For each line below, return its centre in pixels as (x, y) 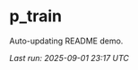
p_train (36, 16)
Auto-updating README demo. (66, 41)
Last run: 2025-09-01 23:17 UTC (69, 58)
